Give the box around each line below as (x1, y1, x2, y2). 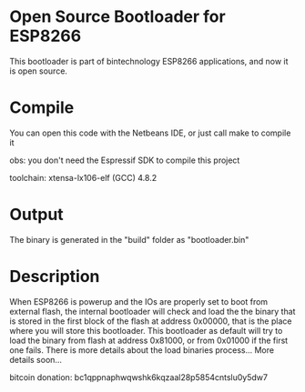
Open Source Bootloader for (9, 6, 226, 27)
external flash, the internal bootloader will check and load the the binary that (9, 306, 296, 317)
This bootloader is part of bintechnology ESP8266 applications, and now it (9, 55, 289, 66)
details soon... (9, 354, 62, 365)
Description (9, 266, 100, 286)
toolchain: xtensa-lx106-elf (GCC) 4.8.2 (9, 172, 158, 183)
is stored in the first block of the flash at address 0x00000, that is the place (9, 316, 292, 327)
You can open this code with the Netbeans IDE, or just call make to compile (9, 127, 291, 138)
